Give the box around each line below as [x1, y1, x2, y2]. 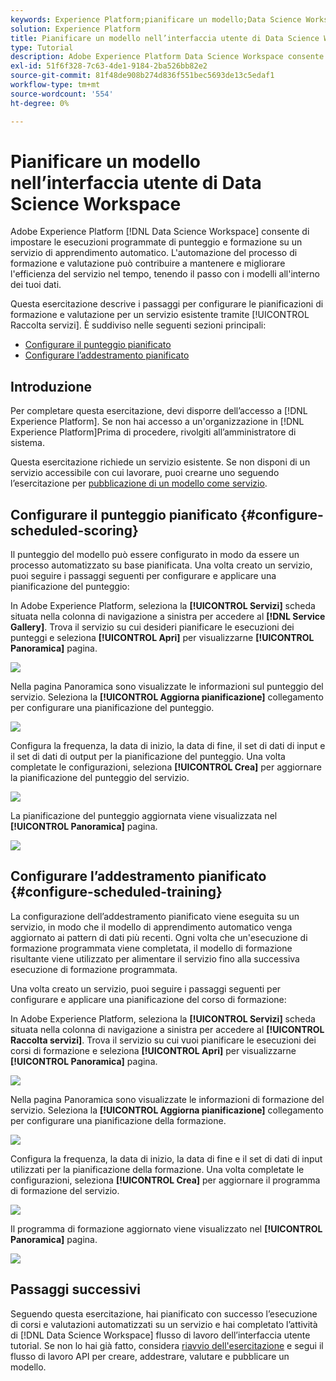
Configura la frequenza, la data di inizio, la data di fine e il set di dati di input [10, 1152, 323, 1165]
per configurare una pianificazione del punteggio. [10, 702, 215, 714]
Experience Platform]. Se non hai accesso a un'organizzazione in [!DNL [10, 416, 305, 428]
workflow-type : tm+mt [10, 80, 101, 90]
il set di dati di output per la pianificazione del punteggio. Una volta [10, 751, 286, 763]
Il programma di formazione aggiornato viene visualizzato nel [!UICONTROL [10, 1222, 323, 1235]
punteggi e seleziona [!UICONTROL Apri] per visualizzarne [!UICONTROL [10, 632, 315, 644]
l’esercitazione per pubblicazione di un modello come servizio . [10, 477, 268, 490]
